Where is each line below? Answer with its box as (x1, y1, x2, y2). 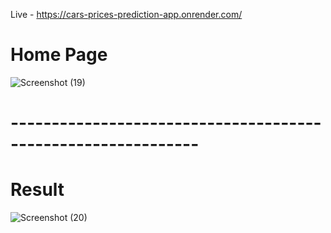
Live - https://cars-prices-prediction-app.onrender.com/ (10, 9, 243, 20)
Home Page (10, 44, 108, 66)
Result (10, 179, 65, 201)
